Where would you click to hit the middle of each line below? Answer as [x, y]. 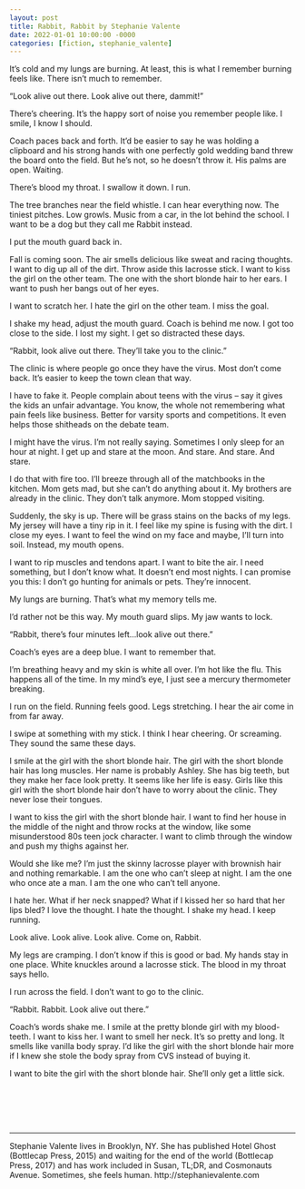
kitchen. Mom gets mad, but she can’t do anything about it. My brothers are [151, 489]
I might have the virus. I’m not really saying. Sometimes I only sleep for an [147, 442]
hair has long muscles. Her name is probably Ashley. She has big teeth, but [150, 771]
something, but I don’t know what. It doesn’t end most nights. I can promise [150, 572]
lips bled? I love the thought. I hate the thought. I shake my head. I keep [143, 910]
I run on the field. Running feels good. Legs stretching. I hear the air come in [152, 707]
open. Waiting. [36, 170]
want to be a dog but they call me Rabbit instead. [101, 224]
